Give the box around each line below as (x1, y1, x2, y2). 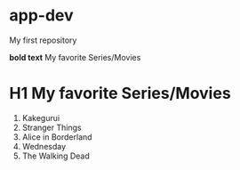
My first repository (9, 35, 77, 45)
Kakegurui (21, 112, 60, 123)
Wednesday (21, 141, 67, 151)
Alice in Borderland (21, 131, 92, 142)
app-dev (9, 5, 74, 26)
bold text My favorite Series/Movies (9, 52, 141, 62)
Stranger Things (21, 122, 82, 133)
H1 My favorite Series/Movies (9, 84, 231, 103)
